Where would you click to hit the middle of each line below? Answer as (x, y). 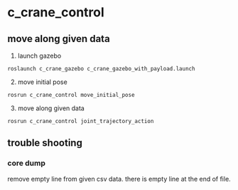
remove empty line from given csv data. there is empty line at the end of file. (119, 179)
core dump (27, 163)
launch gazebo (39, 56)
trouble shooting (45, 143)
